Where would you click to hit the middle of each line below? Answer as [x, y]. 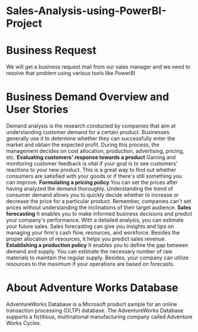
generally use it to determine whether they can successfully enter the [91, 139]
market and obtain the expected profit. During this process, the [83, 145]
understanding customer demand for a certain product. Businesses [88, 132]
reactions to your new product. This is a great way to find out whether [91, 170]
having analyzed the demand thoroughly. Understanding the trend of [90, 189]
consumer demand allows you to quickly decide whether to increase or [92, 195]
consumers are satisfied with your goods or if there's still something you [94, 176]
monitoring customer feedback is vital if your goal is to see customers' [92, 164]
